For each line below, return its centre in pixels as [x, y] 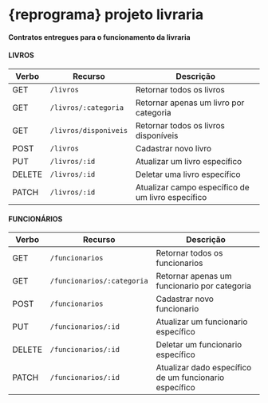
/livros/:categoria [87, 108]
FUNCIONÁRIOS [35, 219]
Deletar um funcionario [199, 345]
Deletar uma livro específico [188, 174]
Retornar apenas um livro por [190, 103]
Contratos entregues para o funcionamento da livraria [99, 37]
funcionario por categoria [203, 286]
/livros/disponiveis [89, 130]
